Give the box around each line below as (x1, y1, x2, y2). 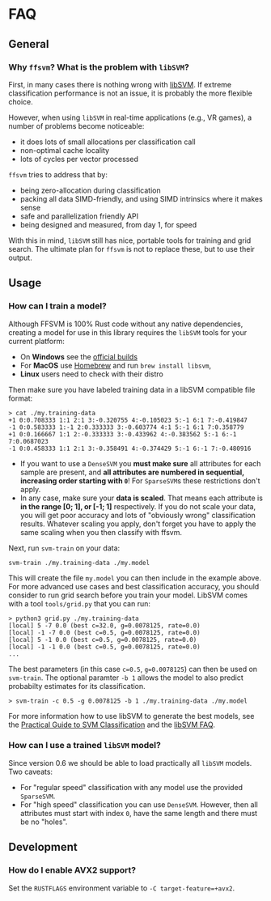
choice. (8, 96, 34, 106)
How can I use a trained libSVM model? (8, 740, 162, 751)
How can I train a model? (8, 300, 108, 312)
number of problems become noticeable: (8, 121, 145, 130)
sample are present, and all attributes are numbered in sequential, (19, 467, 245, 477)
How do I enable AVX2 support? (8, 865, 136, 876)
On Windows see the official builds (19, 351, 138, 361)
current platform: (8, 336, 65, 346)
